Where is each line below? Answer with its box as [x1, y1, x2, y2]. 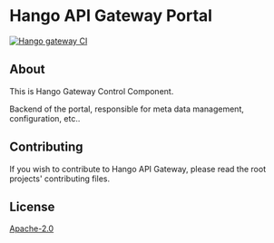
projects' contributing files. [9, 173, 111, 184]
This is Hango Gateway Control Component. [9, 85, 174, 96]
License [9, 199, 55, 214]
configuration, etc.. [9, 112, 81, 123]
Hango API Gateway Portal [9, 5, 213, 26]
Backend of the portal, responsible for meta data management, [9, 103, 245, 114]
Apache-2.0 [9, 223, 54, 234]
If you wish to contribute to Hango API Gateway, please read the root [9, 163, 266, 174]
